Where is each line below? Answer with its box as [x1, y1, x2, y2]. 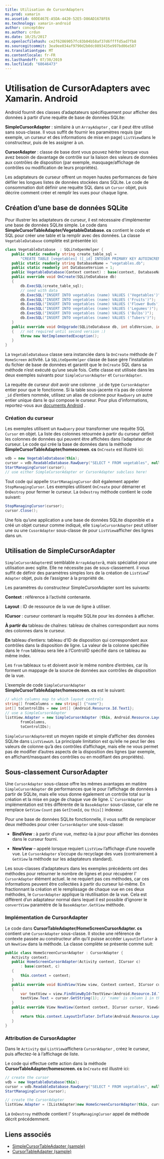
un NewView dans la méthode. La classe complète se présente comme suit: [5, 941, 154, 947]
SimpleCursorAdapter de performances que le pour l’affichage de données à [5, 786, 158, 792]
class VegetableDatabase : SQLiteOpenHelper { [5, 247, 104, 252]
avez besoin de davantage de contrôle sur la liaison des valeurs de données [5, 155, 158, 160]
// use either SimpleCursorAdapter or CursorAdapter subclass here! [5, 470, 147, 475]
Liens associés [5, 1130, 51, 1138]
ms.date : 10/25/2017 [5, 35, 47, 40]
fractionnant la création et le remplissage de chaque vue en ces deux [5, 886, 144, 892]
